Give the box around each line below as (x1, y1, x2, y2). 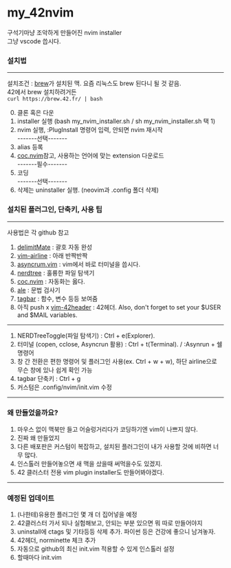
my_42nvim (7, 5, 74, 21)
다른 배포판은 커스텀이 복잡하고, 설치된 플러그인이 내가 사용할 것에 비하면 (16, 442, 212, 450)
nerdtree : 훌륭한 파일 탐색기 (16, 268, 95, 276)
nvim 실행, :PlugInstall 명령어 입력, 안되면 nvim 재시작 (16, 126, 163, 134)
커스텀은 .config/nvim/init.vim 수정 (16, 383, 112, 391)
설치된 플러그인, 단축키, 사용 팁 (7, 205, 103, 215)
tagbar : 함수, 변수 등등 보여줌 (16, 294, 98, 303)
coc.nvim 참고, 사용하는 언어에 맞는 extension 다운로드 (16, 151, 164, 160)
